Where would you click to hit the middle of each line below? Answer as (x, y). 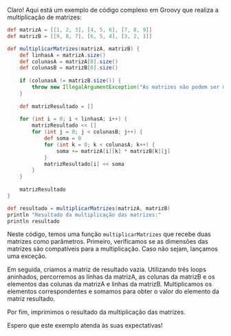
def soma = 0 (62, 138)
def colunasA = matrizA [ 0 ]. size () (69, 61)
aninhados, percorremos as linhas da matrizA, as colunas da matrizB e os (111, 277)
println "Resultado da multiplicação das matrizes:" (84, 215)
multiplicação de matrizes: (45, 17)
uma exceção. (27, 256)
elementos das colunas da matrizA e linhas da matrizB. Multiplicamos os (110, 284)
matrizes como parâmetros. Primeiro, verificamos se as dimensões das (108, 242)
